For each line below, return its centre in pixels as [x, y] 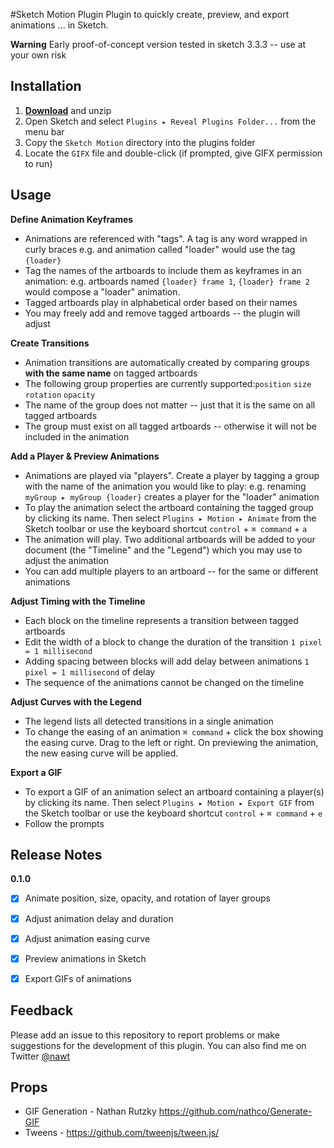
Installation [46, 86]
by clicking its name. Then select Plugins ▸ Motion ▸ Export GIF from [169, 802]
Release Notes [56, 855]
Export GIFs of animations [78, 978]
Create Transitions [50, 343]
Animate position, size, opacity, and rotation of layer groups [147, 898]
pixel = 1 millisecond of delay [90, 671]
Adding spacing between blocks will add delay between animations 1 [167, 661]
